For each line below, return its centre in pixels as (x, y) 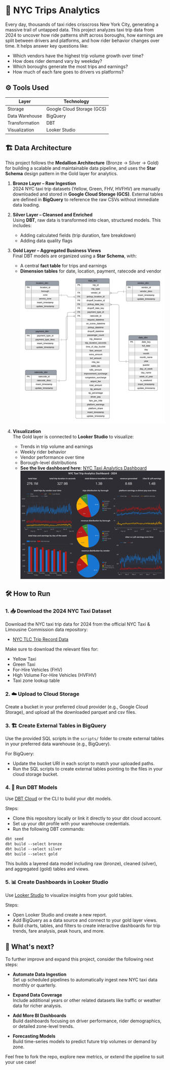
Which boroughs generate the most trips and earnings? (70, 66)
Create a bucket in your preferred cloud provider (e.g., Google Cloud (77, 707)
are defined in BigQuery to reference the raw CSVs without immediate (86, 199)
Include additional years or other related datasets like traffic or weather (87, 1000)
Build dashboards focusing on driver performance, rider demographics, (87, 1021)
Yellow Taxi (24, 659)
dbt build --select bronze (34, 844)
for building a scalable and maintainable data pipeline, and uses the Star (80, 168)
